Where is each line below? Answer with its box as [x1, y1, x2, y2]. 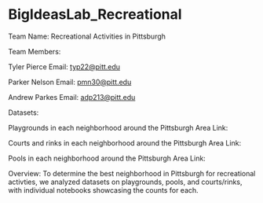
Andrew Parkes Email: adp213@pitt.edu [8, 92, 136, 101]
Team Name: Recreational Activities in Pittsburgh [8, 31, 166, 41]
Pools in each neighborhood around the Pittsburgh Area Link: [8, 153, 206, 163]
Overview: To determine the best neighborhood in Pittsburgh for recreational [8, 168, 256, 178]
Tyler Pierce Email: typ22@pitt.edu [8, 61, 120, 72]
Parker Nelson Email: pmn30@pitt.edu [8, 77, 132, 87]
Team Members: [8, 46, 61, 56]
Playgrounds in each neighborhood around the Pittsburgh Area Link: [8, 123, 228, 132]
